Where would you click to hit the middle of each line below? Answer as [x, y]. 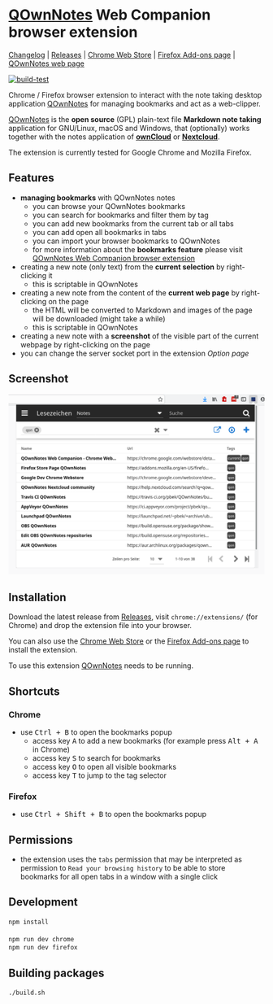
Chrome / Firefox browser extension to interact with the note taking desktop [135, 94]
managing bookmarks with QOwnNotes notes [98, 198]
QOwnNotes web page [47, 63]
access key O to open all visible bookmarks [104, 766]
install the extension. [43, 650]
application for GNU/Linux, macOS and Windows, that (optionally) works [129, 128]
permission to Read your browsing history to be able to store [123, 868]
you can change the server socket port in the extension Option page [134, 353]
